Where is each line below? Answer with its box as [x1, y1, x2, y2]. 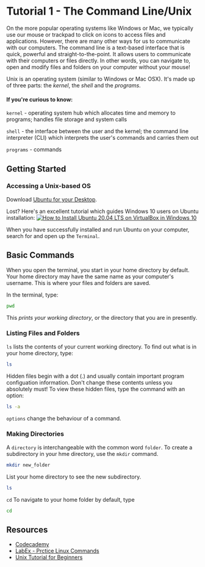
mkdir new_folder [6, 462, 51, 468]
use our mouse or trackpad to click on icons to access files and [6, 31, 166, 38]
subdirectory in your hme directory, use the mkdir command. [6, 450, 159, 457]
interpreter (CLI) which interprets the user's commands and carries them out [6, 134, 199, 142]
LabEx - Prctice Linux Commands [15, 547, 99, 555]
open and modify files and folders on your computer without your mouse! [6, 63, 190, 71]
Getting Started [6, 164, 67, 174]
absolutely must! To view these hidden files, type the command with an [6, 385, 185, 392]
